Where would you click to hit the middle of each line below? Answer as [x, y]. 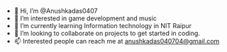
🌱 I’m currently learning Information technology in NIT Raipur [103, 26]
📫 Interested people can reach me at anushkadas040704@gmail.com [117, 41]
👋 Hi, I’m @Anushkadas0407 [56, 11]
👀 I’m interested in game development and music [85, 18]
